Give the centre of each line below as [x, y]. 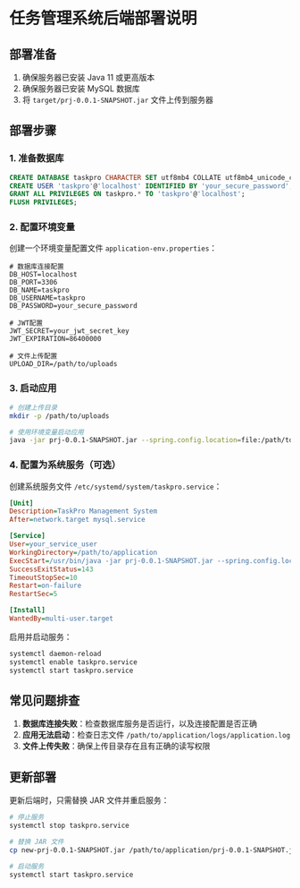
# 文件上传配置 [33, 356]
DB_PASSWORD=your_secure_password [74, 306]
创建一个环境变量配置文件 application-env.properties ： [113, 248]
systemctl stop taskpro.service [69, 826]
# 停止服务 [27, 817]
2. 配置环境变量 [42, 227]
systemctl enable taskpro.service [74, 662]
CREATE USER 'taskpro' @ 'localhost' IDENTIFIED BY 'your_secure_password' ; [151, 186]
